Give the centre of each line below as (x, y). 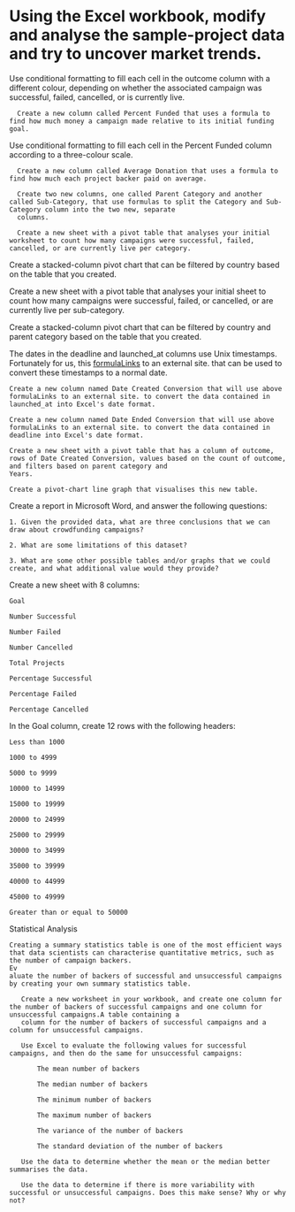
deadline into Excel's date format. (76, 435)
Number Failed (35, 632)
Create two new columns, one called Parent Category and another (140, 194)
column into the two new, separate (110, 210)
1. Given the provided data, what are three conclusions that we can (140, 522)
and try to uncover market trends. (136, 54)
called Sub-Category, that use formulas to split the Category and (136, 202)
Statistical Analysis (43, 928)
